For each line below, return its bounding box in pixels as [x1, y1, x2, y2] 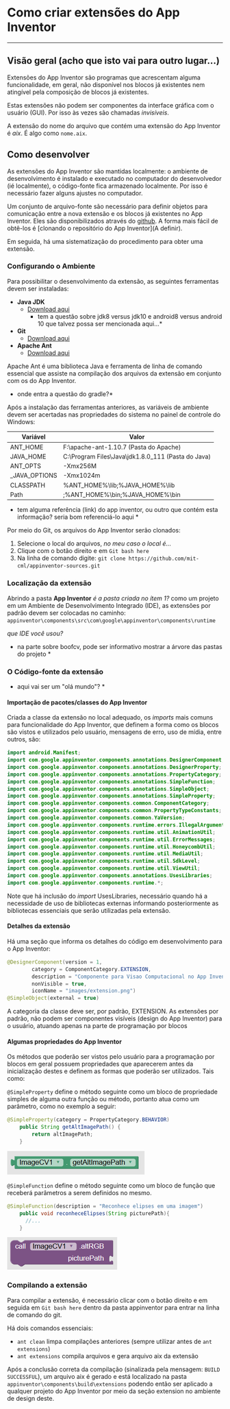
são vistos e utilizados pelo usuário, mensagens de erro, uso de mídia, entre [7, 728, 222, 736]
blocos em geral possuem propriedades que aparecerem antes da [7, 1060, 194, 1068]
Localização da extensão [7, 578, 92, 588]
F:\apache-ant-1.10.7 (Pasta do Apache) [62, 443, 181, 451]
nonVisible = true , [31, 980, 88, 988]
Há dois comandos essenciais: [7, 1324, 94, 1332]
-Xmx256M [62, 462, 97, 470]
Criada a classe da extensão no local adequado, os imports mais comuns [7, 713, 214, 722]
